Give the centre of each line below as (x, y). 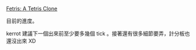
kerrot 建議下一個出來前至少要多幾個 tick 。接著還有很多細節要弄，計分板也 (98, 33)
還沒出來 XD (21, 41)
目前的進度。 (22, 21)
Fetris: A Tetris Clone (32, 9)
